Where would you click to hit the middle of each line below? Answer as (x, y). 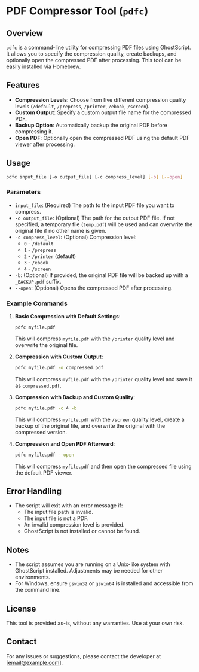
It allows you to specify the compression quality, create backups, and (92, 54)
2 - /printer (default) (50, 256)
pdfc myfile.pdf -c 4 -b (46, 408)
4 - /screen (37, 269)
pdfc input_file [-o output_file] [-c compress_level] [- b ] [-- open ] (95, 177)
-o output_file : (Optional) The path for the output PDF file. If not (95, 218)
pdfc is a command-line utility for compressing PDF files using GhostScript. (99, 47)
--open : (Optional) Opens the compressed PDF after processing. (94, 288)
